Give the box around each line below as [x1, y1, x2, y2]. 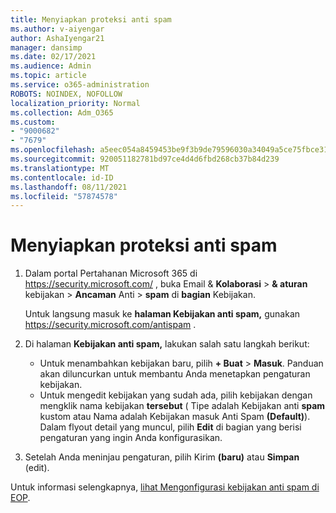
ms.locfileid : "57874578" [10, 191, 118, 201]
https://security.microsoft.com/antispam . [24, 319, 197, 331]
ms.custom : [10, 117, 56, 127]
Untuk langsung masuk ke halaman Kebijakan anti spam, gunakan [24, 308, 301, 320]
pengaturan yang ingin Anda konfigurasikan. [39, 432, 223, 444]
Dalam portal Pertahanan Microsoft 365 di [24, 267, 198, 280]
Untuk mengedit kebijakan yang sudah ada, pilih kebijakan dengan [39, 389, 313, 401]
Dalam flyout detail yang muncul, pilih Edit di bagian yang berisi [39, 421, 302, 433]
